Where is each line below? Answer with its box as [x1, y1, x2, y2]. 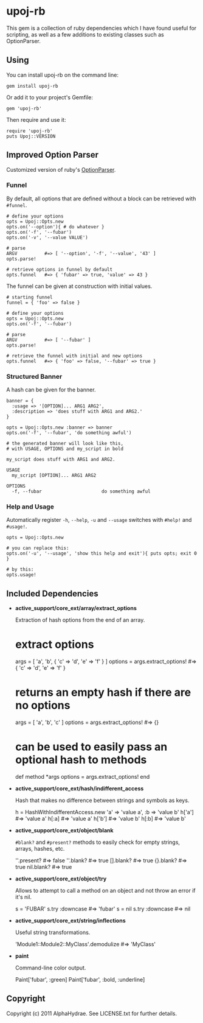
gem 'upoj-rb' [6, 105, 43, 111]
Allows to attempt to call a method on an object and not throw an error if [15, 887, 196, 895]
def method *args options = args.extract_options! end [15, 773, 150, 781]
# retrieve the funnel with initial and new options [6, 353, 143, 359]
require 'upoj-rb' [6, 128, 53, 134]
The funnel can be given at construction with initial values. [6, 282, 153, 290]
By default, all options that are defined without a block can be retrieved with [6, 195, 196, 202]
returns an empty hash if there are [15, 686, 191, 700]
